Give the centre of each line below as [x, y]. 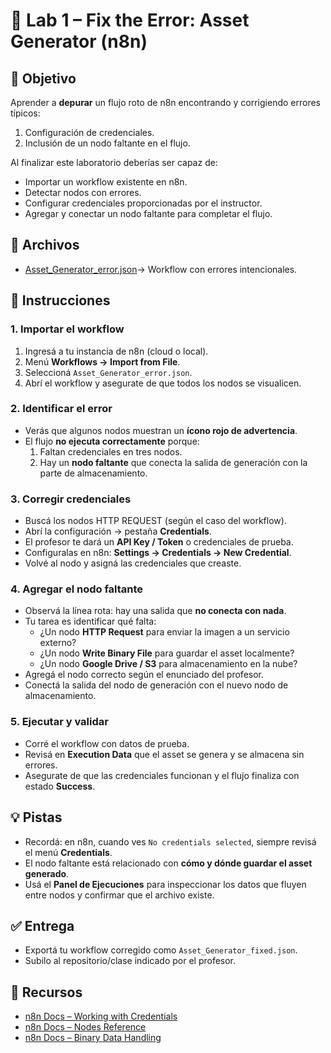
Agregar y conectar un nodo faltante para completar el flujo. [148, 213]
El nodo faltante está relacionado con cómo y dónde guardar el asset [168, 863]
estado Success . [60, 786]
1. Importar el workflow [67, 329]
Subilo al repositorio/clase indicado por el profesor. [130, 961]
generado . [47, 873]
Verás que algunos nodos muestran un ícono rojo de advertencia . [161, 430]
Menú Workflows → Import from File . [102, 361]
